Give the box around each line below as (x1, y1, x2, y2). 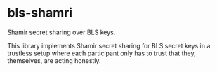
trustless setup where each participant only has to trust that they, (7, 49, 196, 57)
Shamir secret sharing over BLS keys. (7, 28, 116, 36)
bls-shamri (7, 5, 73, 21)
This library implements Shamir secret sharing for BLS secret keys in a (7, 41, 211, 50)
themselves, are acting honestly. (7, 56, 101, 64)
